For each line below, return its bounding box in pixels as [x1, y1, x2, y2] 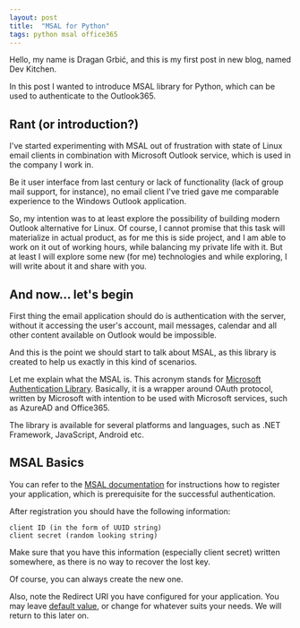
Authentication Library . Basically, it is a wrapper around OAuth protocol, [9, 383, 273, 394]
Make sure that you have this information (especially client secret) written [9, 546, 280, 557]
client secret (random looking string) [9, 530, 159, 540]
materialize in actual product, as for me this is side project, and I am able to [9, 232, 287, 243]
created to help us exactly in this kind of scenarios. [9, 357, 198, 367]
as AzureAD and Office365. [9, 402, 110, 413]
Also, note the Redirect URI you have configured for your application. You [9, 590, 279, 601]
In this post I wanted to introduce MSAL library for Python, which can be [9, 82, 276, 92]
